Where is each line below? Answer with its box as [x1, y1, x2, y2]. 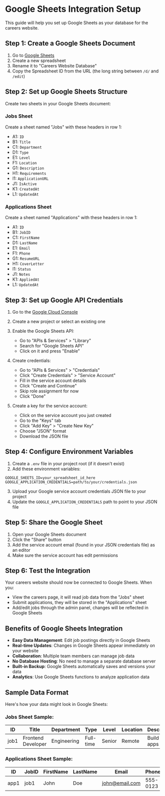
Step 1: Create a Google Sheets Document [5, 39, 136, 48]
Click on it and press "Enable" [19, 348, 80, 354]
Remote [121, 737, 139, 744]
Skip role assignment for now [19, 388, 79, 394]
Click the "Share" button [12, 537, 62, 542]
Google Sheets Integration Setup [5, 3, 141, 15]
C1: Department [12, 144, 42, 150]
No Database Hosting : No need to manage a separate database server [12, 658, 156, 664]
